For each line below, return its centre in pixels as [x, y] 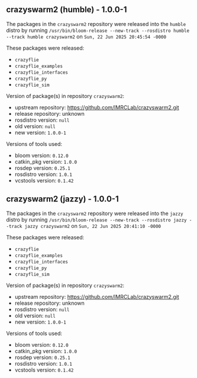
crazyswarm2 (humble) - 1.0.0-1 [67, 10]
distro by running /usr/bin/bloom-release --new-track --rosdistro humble [98, 30]
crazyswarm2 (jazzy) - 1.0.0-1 [63, 199]
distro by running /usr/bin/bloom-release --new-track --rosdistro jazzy [96, 219]
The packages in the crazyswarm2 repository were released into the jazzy [95, 213]
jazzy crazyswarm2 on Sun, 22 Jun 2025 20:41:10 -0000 [93, 226]
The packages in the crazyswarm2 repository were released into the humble [96, 24]
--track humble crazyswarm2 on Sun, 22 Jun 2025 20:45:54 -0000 [86, 36]
